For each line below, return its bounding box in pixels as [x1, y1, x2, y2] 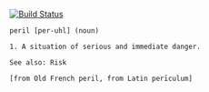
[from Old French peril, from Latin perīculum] [9, 74, 194, 83]
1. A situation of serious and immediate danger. [9, 42, 202, 51]
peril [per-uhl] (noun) [9, 26, 100, 36]
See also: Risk [9, 58, 67, 67]
